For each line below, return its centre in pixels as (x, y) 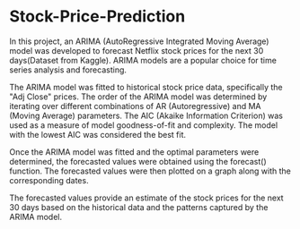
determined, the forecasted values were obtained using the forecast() (138, 161)
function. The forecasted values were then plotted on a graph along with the (150, 171)
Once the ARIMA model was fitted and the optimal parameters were (134, 152)
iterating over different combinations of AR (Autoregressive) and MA (135, 106)
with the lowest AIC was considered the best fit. (98, 134)
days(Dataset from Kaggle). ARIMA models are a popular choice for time (143, 60)
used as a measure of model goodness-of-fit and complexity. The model (144, 125)
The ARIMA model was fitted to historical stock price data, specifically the (146, 87)
